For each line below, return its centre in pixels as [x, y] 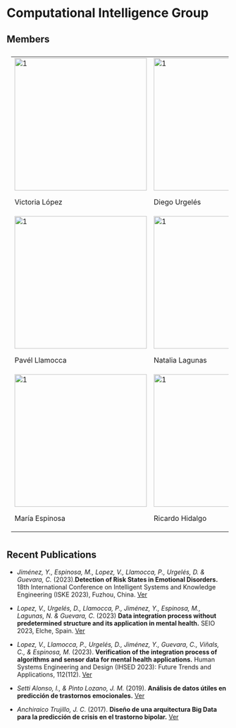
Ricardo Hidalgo [180, 518]
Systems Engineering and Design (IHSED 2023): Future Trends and [114, 667]
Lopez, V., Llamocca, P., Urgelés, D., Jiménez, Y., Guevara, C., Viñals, [118, 644]
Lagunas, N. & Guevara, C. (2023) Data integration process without [116, 616]
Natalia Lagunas [180, 360]
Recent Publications [51, 555]
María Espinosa [40, 518]
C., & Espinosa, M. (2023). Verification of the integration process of [117, 652]
